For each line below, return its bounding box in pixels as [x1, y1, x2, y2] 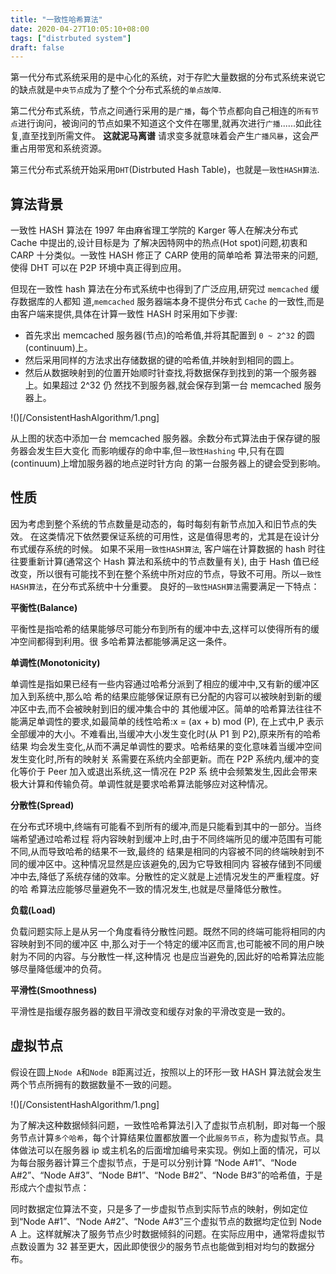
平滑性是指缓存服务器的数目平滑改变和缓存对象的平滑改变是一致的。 [10, 1005, 291, 1017]
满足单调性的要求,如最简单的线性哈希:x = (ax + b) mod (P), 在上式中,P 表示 [18, 715, 325, 727]
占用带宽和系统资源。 [18, 142, 107, 155]
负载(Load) [10, 904, 57, 916]
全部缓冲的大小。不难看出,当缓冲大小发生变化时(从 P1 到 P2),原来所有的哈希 [10, 727, 322, 740]
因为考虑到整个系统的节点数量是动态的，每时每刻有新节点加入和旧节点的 [10, 517, 308, 530]
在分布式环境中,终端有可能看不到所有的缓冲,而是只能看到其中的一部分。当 [10, 820, 314, 832]
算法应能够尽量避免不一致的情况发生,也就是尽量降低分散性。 [38, 882, 287, 895]
